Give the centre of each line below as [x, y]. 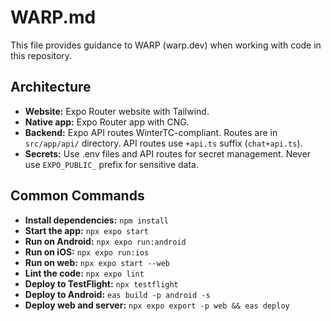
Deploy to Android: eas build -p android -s [117, 294]
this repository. [41, 55]
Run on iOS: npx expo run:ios [87, 252]
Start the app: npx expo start [86, 230]
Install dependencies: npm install [97, 220]
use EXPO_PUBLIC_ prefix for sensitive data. [111, 164]
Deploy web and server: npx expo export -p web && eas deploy [157, 305]
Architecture [51, 87]
